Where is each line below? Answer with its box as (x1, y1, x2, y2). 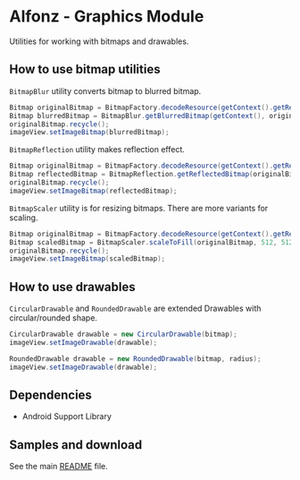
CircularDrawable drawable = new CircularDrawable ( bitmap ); (9, 330, 238, 339)
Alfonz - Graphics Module (9, 6, 204, 27)
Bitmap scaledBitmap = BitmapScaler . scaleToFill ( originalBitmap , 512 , (9, 237, 278, 247)
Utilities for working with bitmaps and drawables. (9, 36, 189, 47)
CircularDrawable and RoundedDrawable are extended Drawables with (9, 303, 262, 314)
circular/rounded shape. (9, 313, 98, 323)
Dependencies (9, 387, 92, 402)
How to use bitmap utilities (9, 62, 161, 77)
